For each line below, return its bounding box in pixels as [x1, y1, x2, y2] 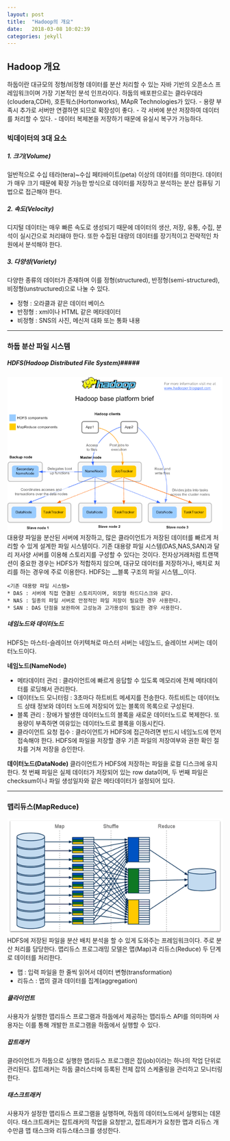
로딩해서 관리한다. [29, 684, 78, 693]
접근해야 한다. [25, 187, 62, 196]
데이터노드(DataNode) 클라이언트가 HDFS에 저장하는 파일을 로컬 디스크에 [7, 759, 205, 768]
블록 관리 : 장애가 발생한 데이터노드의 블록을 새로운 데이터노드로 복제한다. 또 [16, 711, 220, 719]
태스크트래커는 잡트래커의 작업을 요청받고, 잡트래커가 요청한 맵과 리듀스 [21, 1118, 212, 1126]
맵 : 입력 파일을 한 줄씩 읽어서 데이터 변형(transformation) [16, 968, 172, 976]
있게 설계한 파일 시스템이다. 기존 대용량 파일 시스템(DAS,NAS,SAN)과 [27, 542, 213, 550]
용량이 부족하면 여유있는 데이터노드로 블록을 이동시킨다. [16, 719, 166, 727]
